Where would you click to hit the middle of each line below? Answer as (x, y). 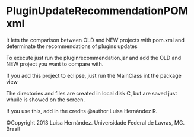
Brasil (13, 129)
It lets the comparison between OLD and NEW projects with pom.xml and (96, 40)
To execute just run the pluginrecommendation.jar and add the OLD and (94, 58)
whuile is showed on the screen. (45, 100)
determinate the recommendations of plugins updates (72, 46)
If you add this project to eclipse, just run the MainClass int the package (94, 75)
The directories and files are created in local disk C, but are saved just (92, 93)
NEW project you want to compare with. (55, 64)
